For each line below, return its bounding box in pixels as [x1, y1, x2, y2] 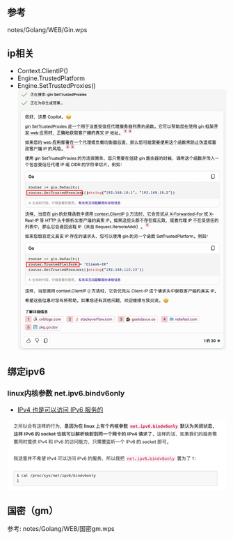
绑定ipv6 [7, 366, 45, 377]
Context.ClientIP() [17, 66, 68, 75]
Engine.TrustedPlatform [17, 74, 86, 82]
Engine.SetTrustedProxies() [17, 81, 96, 89]
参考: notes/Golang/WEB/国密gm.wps [7, 525, 115, 533]
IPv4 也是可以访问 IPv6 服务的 [17, 405, 104, 414]
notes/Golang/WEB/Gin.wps [7, 25, 88, 33]
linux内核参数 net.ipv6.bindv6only [7, 388, 125, 398]
